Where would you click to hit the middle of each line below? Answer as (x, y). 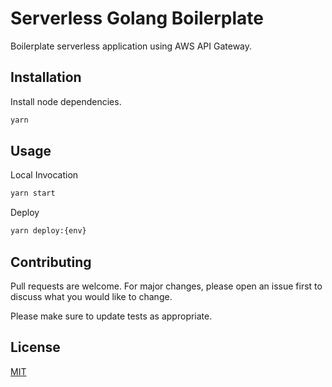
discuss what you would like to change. (91, 296)
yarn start (33, 193)
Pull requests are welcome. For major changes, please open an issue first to (166, 286)
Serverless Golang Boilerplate (137, 18)
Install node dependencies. (66, 101)
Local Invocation (44, 175)
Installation (46, 77)
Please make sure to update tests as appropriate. (111, 316)
